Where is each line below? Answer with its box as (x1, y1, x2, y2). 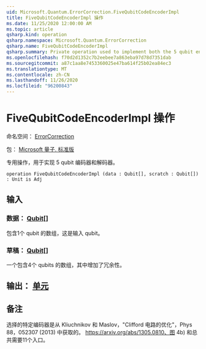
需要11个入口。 (11, 336, 49, 343)
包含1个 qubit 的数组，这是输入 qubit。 (6, 229, 104, 236)
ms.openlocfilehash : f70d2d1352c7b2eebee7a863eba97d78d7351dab (6, 54, 172, 61)
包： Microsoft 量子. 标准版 (6, 145, 75, 153)
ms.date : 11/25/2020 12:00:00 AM (6, 20, 92, 26)
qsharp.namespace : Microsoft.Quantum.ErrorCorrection (6, 37, 147, 43)
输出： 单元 (6, 281, 49, 291)
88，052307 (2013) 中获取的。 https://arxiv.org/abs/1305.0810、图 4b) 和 (6, 329, 193, 336)
